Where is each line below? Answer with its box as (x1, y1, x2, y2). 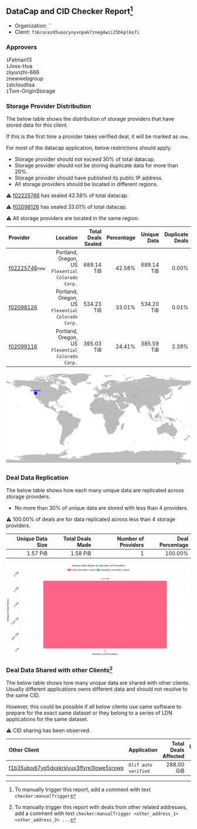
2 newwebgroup (6, 75, 44, 82)
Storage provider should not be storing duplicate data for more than (14, 162, 179, 169)
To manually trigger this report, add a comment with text (14, 786, 151, 793)
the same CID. (6, 692, 40, 699)
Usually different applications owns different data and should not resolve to (6, 686, 188, 693)
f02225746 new (8, 264, 46, 272)
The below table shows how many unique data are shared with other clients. (6, 679, 191, 686)
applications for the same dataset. (6, 716, 89, 723)
